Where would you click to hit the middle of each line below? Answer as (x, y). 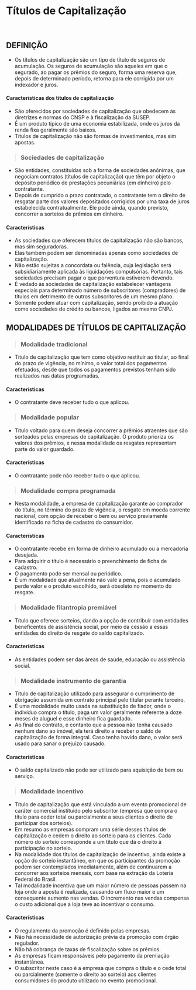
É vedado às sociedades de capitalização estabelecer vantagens (93, 284)
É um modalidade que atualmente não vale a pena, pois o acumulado (97, 580)
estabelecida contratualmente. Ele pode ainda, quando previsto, (92, 208)
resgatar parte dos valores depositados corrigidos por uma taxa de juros (102, 201)
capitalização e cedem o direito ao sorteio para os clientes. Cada (93, 836)
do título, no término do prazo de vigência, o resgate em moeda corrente (102, 510)
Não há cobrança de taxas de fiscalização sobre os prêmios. (87, 949)
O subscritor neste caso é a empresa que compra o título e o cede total (100, 968)
